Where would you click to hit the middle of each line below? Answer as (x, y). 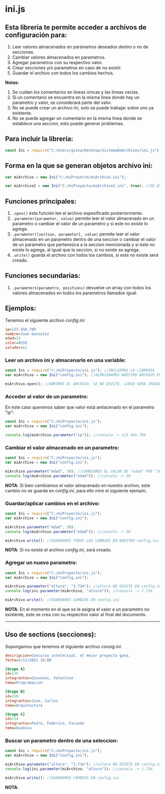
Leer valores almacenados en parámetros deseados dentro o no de (80, 47)
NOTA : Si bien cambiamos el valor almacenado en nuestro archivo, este (78, 485)
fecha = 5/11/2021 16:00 (28, 660)
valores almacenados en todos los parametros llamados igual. (75, 293)
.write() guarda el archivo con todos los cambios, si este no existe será (85, 255)
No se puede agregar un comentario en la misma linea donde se (77, 118)
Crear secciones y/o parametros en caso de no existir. (67, 68)
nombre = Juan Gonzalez (27, 334)
